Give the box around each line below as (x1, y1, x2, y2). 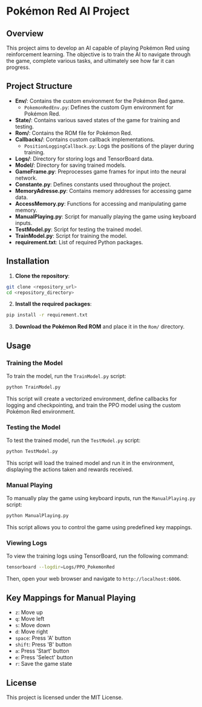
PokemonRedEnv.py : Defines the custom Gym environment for (24, 103, 174, 111)
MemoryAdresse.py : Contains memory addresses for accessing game (15, 187, 192, 194)
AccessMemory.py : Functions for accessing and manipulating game (15, 200, 187, 207)
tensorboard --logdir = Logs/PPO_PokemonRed (6, 564, 115, 570)
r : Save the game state (15, 660, 73, 668)
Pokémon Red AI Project (6, 4, 130, 18)
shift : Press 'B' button (15, 641, 72, 648)
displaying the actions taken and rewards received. (6, 466, 134, 473)
